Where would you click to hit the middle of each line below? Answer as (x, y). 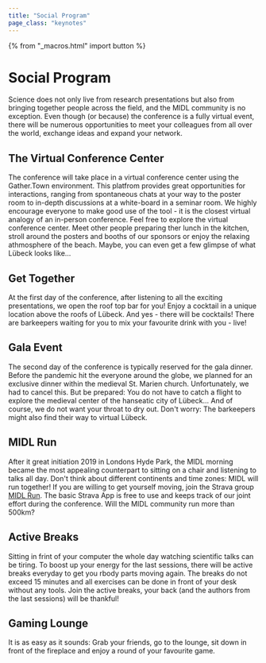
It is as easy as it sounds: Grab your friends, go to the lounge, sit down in (128, 642)
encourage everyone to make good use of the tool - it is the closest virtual (129, 211)
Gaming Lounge (48, 623)
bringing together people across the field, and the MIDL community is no (127, 108)
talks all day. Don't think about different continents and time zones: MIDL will (133, 478)
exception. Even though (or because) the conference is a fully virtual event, (131, 117)
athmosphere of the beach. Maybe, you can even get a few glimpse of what (132, 245)
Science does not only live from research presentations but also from (121, 99)
